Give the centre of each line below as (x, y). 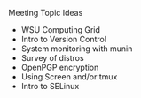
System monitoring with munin (77, 49)
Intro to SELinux (50, 86)
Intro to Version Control (64, 39)
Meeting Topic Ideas (46, 13)
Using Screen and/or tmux (69, 77)
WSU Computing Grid (61, 30)
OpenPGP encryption (60, 67)
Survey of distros (53, 58)
